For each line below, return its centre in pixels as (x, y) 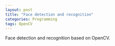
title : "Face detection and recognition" (49, 14)
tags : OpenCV (19, 24)
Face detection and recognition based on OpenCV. (58, 38)
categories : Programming (31, 19)
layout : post (19, 10)
